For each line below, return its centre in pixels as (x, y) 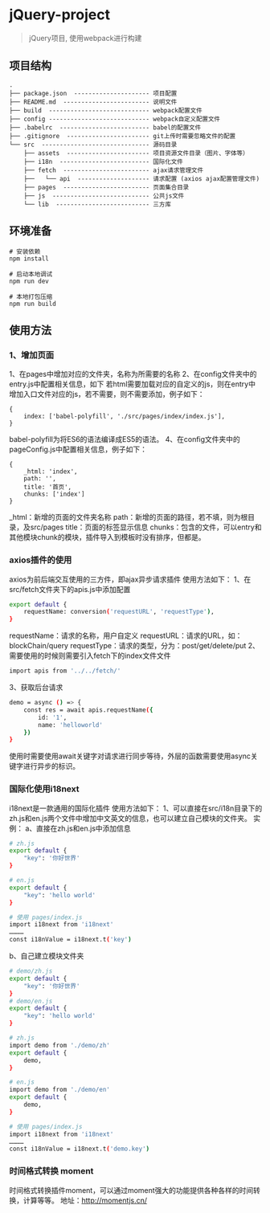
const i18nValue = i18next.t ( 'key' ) (70, 940)
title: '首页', (48, 488)
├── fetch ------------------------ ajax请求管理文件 (114, 170)
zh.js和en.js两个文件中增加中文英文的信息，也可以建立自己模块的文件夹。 (131, 818)
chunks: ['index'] (54, 494)
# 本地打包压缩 (31, 296)
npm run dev (29, 281)
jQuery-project (60, 15)
